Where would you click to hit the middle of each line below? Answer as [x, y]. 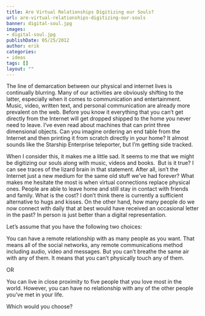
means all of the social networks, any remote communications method [95, 245]
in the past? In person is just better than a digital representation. [87, 215]
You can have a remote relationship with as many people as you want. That [101, 238]
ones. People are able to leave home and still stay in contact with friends [97, 189]
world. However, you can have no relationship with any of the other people [100, 288]
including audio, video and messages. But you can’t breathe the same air [98, 252]
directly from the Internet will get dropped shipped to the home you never [99, 119]
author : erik [23, 46]
